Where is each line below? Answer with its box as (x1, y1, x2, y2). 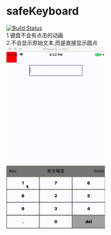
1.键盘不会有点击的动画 (6, 32, 64, 39)
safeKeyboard (6, 4, 79, 18)
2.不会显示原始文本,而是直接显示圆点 (6, 39, 98, 46)
